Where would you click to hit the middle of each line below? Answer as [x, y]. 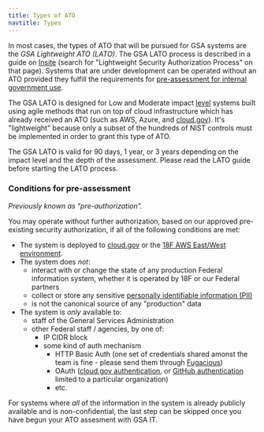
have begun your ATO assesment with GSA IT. [83, 419]
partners [45, 287]
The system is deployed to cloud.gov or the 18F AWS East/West [123, 245]
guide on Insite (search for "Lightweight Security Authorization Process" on [131, 62]
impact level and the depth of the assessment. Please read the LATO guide [129, 160]
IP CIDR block [65, 337]
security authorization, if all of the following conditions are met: [138, 229]
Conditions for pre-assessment [70, 189]
